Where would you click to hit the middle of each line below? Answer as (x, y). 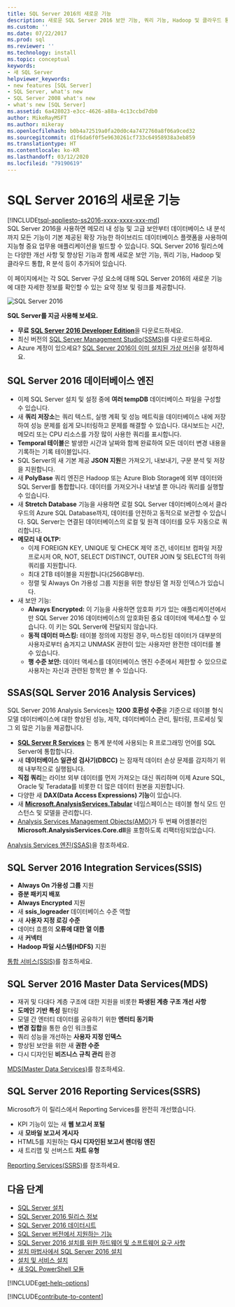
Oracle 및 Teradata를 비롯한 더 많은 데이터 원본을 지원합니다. (101, 787)
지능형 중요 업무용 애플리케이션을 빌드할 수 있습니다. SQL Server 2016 (103, 246)
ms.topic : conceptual (39, 60)
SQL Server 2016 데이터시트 (57, 1225)
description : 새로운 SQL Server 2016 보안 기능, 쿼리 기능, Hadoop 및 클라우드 (115, 20)
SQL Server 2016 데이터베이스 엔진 (80, 381)
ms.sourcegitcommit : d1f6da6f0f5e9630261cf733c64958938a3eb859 (101, 137)
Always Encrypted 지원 (51, 903)
